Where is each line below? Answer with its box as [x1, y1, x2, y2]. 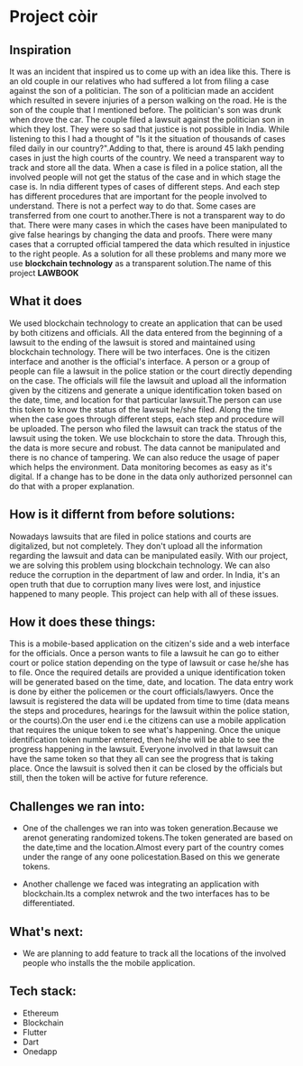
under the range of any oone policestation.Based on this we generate [22, 851, 280, 863]
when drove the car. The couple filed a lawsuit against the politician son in [9, 115, 285, 125]
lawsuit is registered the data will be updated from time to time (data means [9, 696, 290, 707]
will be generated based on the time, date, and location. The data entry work [9, 677, 294, 688]
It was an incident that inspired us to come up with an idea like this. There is [9, 66, 291, 77]
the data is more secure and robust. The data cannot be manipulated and [9, 442, 281, 453]
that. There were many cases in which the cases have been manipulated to [9, 219, 288, 230]
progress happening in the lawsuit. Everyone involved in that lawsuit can [9, 744, 278, 755]
